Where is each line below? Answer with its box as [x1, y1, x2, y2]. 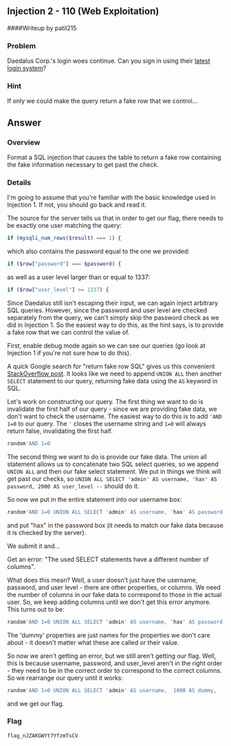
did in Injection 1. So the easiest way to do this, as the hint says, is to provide [7, 321, 224, 330]
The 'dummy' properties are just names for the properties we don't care [7, 631, 211, 639]
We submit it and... [7, 541, 60, 550]
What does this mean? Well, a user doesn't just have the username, [7, 576, 198, 584]
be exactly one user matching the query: [7, 221, 122, 230]
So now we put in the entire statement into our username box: [7, 495, 182, 503]
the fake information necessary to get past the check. [7, 161, 159, 169]
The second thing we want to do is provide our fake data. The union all [7, 452, 208, 461]
